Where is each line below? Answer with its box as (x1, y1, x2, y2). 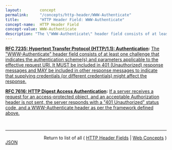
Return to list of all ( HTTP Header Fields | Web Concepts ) (44, 135, 167, 141)
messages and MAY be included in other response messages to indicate (5, 67, 158, 73)
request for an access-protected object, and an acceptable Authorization (5, 93, 160, 100)
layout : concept (5, 7, 56, 13)
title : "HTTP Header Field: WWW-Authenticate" (5, 17, 125, 22)
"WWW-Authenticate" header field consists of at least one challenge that (5, 51, 160, 57)
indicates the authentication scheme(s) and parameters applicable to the (5, 57, 159, 62)
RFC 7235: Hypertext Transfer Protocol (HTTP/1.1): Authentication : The (5, 46, 160, 51)
